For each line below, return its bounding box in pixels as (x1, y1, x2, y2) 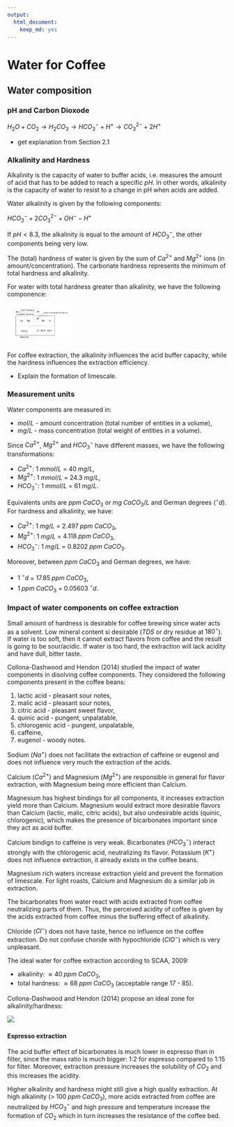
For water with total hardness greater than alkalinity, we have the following (7, 282, 221, 291)
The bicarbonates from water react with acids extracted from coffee (7, 897, 203, 906)
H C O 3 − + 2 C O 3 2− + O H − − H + (7, 213, 92, 224)
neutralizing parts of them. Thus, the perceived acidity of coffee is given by (7, 905, 224, 913)
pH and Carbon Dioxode (7, 105, 90, 115)
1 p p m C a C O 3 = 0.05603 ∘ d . (17, 582, 99, 594)
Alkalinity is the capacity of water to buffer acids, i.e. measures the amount (7, 171, 223, 179)
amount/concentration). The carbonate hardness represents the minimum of (7, 262, 226, 270)
